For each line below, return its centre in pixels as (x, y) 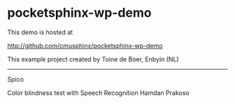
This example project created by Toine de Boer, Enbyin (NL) (93, 59)
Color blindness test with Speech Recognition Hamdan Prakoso (99, 93)
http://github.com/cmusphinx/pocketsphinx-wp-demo (85, 45)
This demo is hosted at (40, 32)
